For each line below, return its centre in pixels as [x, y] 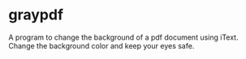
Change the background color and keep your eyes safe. [101, 45]
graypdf [36, 15]
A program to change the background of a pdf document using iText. [123, 37]
